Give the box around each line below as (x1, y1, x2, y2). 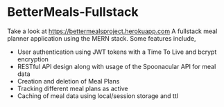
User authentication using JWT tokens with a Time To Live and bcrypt (17, 48, 217, 56)
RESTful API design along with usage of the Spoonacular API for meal (17, 62, 216, 70)
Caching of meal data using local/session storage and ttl (17, 91, 179, 100)
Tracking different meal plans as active (17, 84, 128, 93)
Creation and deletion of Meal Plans (17, 77, 120, 85)
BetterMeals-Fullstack (7, 4, 139, 20)
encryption (17, 55, 49, 63)
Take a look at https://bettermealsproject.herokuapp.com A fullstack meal (7, 27, 218, 35)
